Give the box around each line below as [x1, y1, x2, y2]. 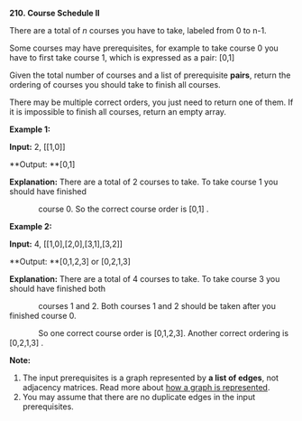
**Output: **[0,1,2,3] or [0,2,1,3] [9, 257, 131, 267]
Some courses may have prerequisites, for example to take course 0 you [9, 42, 279, 53]
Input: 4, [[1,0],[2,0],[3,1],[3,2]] [9, 239, 124, 249]
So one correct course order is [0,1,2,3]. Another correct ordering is [38, 328, 289, 338]
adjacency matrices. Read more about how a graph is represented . [22, 382, 270, 392]
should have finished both [9, 284, 106, 294]
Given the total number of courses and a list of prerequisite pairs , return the [9, 70, 291, 80]
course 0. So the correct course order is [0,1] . [38, 203, 209, 214]
